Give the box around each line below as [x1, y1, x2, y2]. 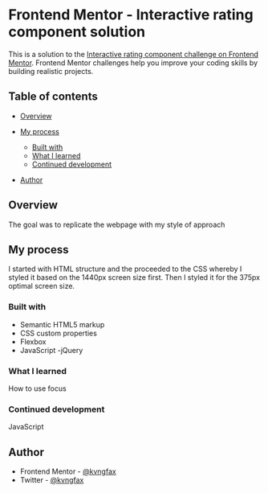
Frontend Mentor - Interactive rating [8, 6, 254, 24]
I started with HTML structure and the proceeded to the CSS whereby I [8, 264, 242, 274]
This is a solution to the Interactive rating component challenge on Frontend [8, 49, 259, 59]
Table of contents [8, 90, 98, 104]
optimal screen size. [8, 281, 75, 291]
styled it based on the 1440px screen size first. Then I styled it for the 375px [8, 273, 261, 282]
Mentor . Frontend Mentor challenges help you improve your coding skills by [8, 58, 258, 68]
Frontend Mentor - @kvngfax [19, 466, 116, 476]
